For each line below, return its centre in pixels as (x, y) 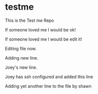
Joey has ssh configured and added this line (49, 77)
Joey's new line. (21, 67)
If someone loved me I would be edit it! (43, 39)
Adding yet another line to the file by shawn (48, 86)
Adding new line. (22, 58)
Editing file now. (21, 48)
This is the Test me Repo (30, 20)
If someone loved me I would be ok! (41, 30)
